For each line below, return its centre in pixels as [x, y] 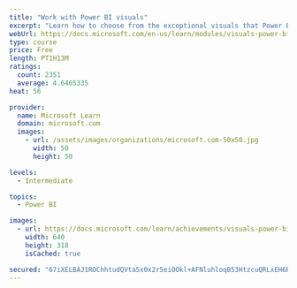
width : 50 [50, 148]
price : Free [31, 50]
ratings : [25, 67]
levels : [23, 172]
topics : [23, 197]
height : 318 [47, 245]
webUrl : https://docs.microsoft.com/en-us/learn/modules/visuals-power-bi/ [152, 34]
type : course [33, 42]
